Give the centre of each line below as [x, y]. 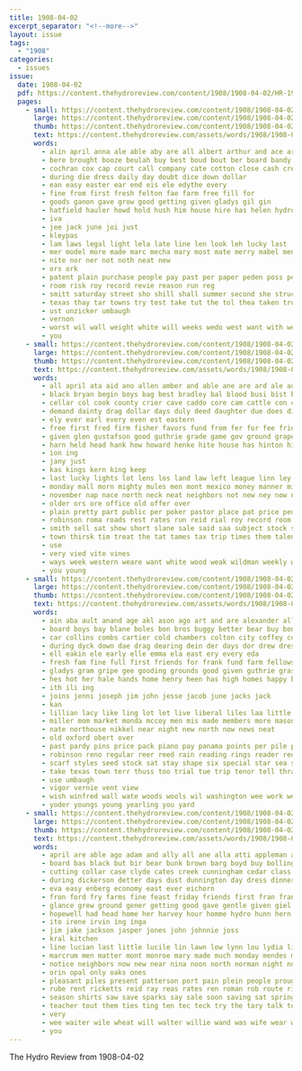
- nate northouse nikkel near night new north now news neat [159, 730]
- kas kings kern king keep [94, 470]
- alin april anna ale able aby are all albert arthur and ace [162, 151]
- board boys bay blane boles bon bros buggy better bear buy [160, 629]
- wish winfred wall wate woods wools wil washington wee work [162, 797]
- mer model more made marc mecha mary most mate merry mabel [160, 252]
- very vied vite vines [86, 554]
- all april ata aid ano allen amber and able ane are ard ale [162, 386]
